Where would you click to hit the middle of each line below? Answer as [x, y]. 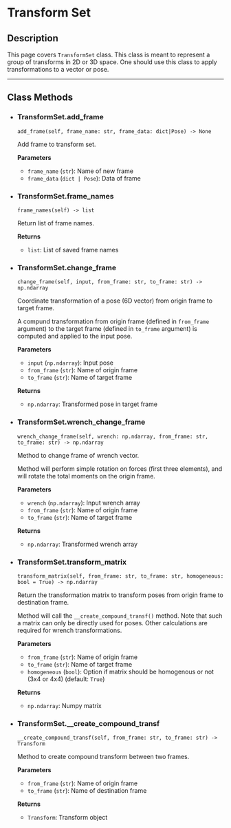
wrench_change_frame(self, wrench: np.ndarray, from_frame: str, [112, 436]
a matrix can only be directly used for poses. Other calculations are [112, 623]
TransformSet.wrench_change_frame [81, 422]
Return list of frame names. [56, 223]
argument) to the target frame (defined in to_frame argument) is [107, 329]
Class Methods [40, 98]
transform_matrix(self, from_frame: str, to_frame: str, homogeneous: [120, 576]
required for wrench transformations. [69, 630]
